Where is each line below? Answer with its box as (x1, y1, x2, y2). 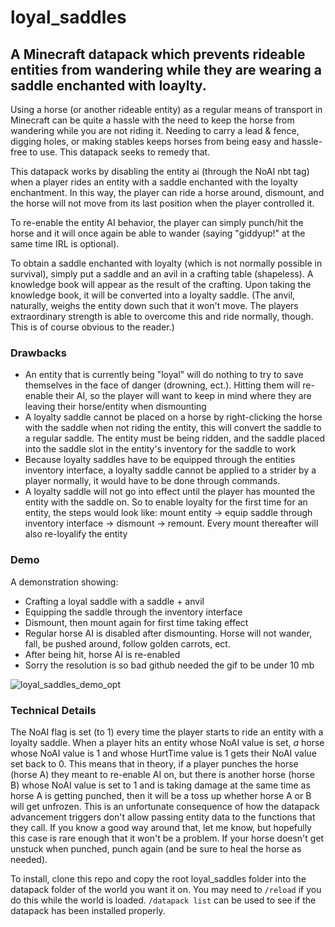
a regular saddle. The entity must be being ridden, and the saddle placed (24, 432, 325, 445)
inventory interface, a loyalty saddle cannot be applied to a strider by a (24, 464, 317, 476)
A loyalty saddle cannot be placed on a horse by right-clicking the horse (24, 411, 323, 423)
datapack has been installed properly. (10, 904, 166, 916)
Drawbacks (10, 346, 67, 360)
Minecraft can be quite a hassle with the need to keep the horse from (10, 114, 295, 126)
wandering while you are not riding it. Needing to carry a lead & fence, (10, 125, 300, 136)
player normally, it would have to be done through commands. (24, 475, 281, 487)
